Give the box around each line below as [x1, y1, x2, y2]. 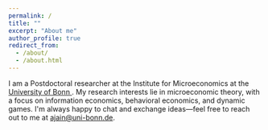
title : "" [8, 19, 42, 27]
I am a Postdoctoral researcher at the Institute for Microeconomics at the [8, 78, 249, 88]
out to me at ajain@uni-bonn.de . [8, 112, 115, 122]
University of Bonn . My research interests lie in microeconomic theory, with [8, 87, 260, 96]
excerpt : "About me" [8, 26, 78, 35]
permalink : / [8, 11, 52, 20]
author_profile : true [8, 34, 81, 43]
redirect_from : [8, 42, 60, 50]
